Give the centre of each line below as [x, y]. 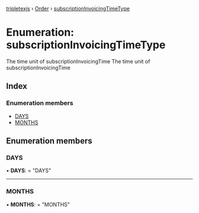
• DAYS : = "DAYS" [29, 170]
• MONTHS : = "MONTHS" [38, 204]
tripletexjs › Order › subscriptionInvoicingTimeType [68, 9]
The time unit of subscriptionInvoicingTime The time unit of [78, 61]
